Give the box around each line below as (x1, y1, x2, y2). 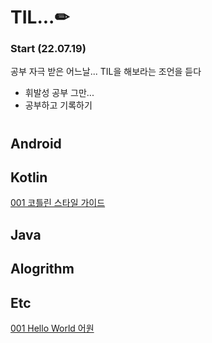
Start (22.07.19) (10, 42, 87, 56)
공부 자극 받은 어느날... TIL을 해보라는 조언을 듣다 (10, 66, 202, 78)
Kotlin (10, 169, 48, 186)
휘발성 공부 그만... (24, 87, 95, 99)
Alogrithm (10, 261, 75, 278)
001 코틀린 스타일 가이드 (10, 197, 106, 209)
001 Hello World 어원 (10, 322, 95, 335)
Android (10, 135, 62, 152)
